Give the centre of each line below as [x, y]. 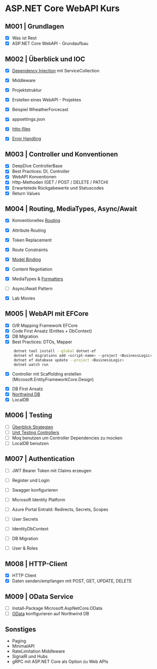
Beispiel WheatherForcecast [40, 110]
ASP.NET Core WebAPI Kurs [62, 8]
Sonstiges [21, 629]
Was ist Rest [24, 38]
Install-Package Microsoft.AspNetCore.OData [57, 608]
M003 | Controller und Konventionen [62, 154]
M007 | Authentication [40, 459]
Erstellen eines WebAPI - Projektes [46, 100]
